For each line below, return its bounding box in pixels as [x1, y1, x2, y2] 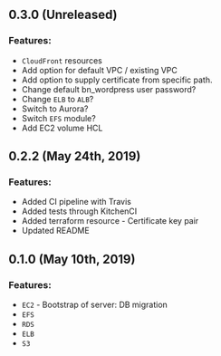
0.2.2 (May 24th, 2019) [8, 149, 141, 164]
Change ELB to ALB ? [21, 93, 94, 104]
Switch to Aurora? [21, 103, 89, 114]
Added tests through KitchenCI [21, 206, 138, 216]
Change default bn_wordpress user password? [21, 83, 197, 94]
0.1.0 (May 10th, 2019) [8, 251, 136, 266]
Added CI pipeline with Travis [21, 197, 132, 207]
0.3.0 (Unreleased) [8, 7, 119, 23]
